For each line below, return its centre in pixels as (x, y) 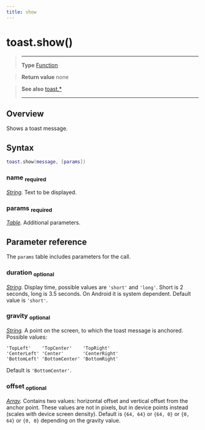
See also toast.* (41, 89)
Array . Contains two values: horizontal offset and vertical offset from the (97, 401)
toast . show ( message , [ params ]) (46, 162)
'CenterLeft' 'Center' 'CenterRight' (63, 354)
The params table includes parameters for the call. (69, 257)
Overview (25, 114)
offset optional (27, 387)
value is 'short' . (27, 300)
